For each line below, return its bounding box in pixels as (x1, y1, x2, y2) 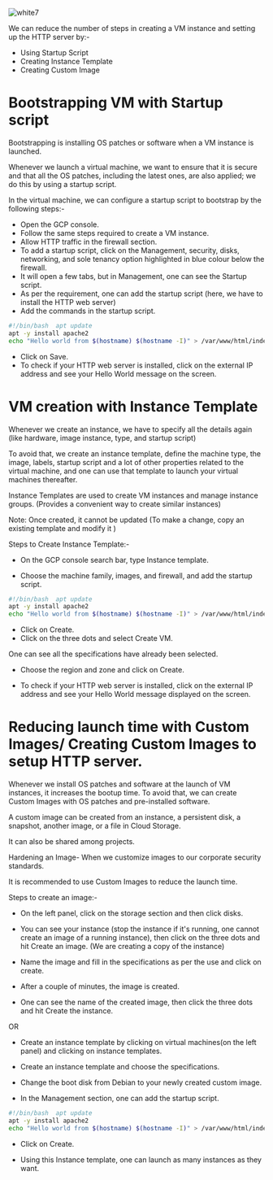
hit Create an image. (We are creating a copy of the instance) (19, 942, 225, 951)
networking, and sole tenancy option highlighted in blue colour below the (19, 254, 265, 263)
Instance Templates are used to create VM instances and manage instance (8, 490, 258, 500)
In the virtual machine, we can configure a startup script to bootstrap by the (8, 195, 262, 205)
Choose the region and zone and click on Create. (19, 665, 184, 675)
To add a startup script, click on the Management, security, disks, (19, 245, 240, 255)
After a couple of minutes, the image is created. (19, 982, 180, 991)
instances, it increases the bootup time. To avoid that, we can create (8, 788, 237, 798)
